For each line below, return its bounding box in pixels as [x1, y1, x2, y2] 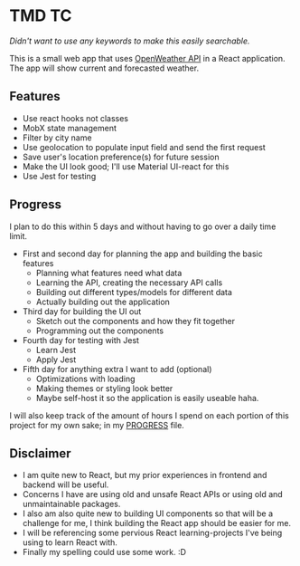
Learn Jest [35, 344, 77, 355]
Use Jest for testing [22, 170, 97, 181]
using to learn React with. [22, 537, 117, 548]
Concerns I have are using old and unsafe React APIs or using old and [22, 489, 283, 500]
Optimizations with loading [35, 373, 136, 384]
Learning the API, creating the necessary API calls [35, 277, 223, 288]
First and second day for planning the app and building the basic [22, 248, 264, 259]
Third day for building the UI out [22, 305, 142, 317]
